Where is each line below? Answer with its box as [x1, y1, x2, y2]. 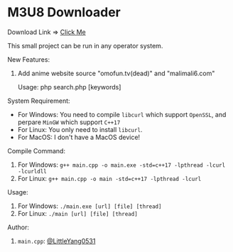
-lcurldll [17, 168, 48, 175]
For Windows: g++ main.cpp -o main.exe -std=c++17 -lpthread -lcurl [17, 160, 226, 169]
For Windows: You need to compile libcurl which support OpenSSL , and [17, 110, 227, 119]
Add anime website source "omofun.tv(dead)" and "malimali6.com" [17, 69, 215, 77]
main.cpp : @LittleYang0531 [17, 236, 96, 245]
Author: [7, 223, 30, 231]
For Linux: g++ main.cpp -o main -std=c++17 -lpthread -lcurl [17, 174, 202, 182]
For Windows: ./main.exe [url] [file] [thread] [17, 202, 162, 210]
